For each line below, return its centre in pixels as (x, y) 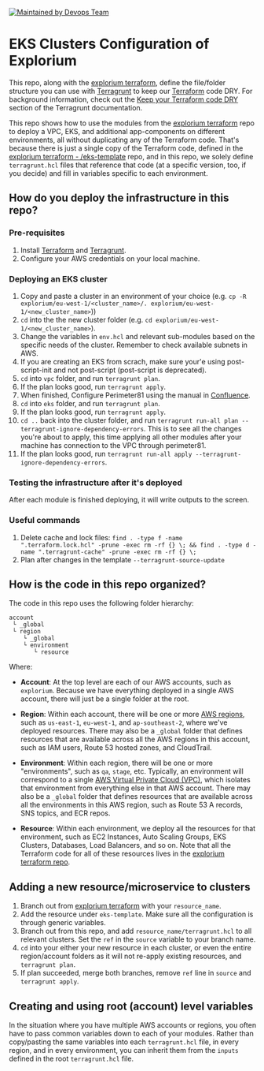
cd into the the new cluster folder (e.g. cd (86, 319)
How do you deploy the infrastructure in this (119, 198)
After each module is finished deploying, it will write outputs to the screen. (129, 500)
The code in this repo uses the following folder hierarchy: (102, 603)
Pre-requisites (37, 233)
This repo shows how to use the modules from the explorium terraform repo (132, 123)
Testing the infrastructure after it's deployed (96, 483)
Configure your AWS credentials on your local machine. (110, 258)
